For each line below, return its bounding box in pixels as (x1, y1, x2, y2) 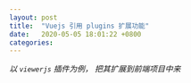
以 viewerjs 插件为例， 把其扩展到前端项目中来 (9, 63, 181, 74)
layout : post (9, 12, 58, 22)
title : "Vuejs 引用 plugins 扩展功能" (9, 21, 150, 30)
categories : (9, 37, 54, 47)
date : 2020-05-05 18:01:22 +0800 (9, 29, 142, 38)
